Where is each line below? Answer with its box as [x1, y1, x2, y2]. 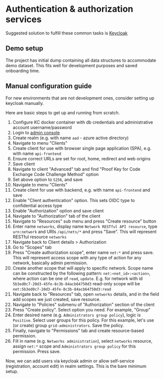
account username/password [12, 124, 72, 130]
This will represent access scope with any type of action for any [12, 254, 142, 260]
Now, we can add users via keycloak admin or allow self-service [5, 358, 135, 364]
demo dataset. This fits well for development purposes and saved [5, 62, 138, 68]
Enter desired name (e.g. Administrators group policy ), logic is [12, 312, 141, 318]
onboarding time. [5, 68, 40, 74]
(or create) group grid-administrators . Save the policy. [12, 322, 124, 328]
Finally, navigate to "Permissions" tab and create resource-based [12, 328, 144, 333]
